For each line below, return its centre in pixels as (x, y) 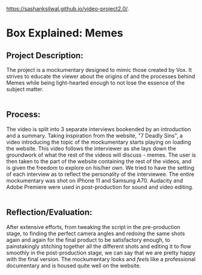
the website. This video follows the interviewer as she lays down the (91, 148)
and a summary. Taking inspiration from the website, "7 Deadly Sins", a (95, 135)
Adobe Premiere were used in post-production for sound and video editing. (100, 187)
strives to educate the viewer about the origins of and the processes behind (101, 76)
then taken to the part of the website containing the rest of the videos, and (99, 161)
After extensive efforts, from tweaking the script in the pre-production (93, 227)
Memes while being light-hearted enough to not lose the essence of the (96, 83)
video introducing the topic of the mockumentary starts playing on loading (99, 142)
